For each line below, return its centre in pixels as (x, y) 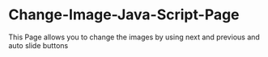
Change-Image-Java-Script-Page (124, 15)
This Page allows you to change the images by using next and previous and (134, 37)
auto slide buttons (38, 45)
